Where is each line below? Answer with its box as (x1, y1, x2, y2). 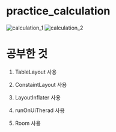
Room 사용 (14, 119, 41, 127)
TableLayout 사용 (14, 68, 57, 75)
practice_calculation (6, 4, 111, 18)
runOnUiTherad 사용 (14, 107, 65, 114)
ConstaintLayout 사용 (14, 81, 67, 88)
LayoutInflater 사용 (14, 93, 61, 101)
